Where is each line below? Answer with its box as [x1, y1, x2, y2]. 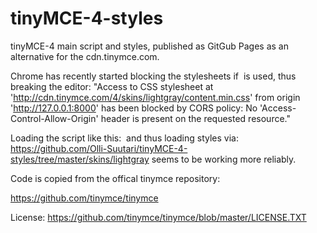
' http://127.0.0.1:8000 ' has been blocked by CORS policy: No [10, 102, 258, 114]
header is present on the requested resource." [100, 112, 291, 124]
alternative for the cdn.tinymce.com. [10, 50, 160, 62]
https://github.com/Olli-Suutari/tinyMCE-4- [10, 142, 188, 154]
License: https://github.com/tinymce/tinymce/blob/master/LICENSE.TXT [10, 211, 307, 223]
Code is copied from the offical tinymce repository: [10, 172, 221, 184]
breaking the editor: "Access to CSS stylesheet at [10, 80, 214, 92]
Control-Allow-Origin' [10, 112, 99, 124]
